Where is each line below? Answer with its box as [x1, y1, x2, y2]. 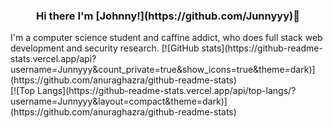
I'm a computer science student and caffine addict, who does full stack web [10, 32, 323, 44]
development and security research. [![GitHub [10, 42, 200, 54]
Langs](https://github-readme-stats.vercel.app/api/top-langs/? [37, 85, 297, 97]
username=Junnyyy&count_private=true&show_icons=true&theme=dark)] [10, 64, 316, 76]
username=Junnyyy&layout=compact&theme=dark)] [10, 95, 228, 108]
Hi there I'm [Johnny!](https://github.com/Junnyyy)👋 [36, 9, 300, 23]
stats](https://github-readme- [201, 42, 323, 54]
